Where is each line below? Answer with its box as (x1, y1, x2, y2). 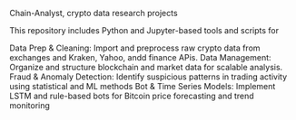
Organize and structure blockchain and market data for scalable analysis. (9, 62, 283, 72)
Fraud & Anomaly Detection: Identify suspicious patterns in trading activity (9, 71, 288, 82)
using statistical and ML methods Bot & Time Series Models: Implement (9, 81, 276, 91)
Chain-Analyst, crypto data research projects (9, 8, 179, 18)
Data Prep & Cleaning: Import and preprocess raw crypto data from (9, 42, 261, 53)
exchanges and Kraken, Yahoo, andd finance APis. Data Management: (9, 52, 271, 62)
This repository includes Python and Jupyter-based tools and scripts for (9, 25, 280, 35)
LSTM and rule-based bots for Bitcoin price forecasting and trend (9, 90, 254, 101)
